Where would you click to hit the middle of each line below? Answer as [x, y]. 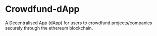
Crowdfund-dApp [42, 9]
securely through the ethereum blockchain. [49, 28]
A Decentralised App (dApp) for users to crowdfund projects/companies [79, 23]
